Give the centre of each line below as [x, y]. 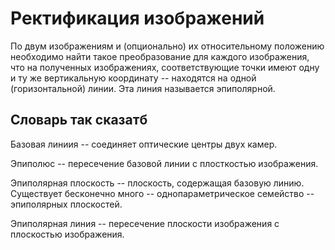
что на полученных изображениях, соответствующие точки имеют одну [165, 67]
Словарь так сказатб [79, 120]
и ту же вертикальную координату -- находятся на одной [133, 78]
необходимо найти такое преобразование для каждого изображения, [160, 56]
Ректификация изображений [137, 18]
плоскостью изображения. [67, 234]
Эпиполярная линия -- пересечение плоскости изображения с [145, 223]
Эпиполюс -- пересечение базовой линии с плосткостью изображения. [164, 163]
